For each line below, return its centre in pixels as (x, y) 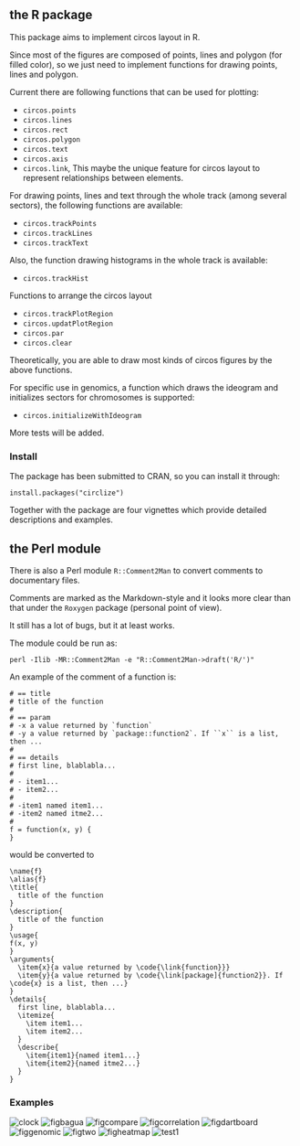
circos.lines (47, 120)
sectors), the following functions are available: (96, 205)
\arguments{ (32, 959)
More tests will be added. (57, 433)
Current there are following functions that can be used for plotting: (134, 91)
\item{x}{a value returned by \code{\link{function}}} (124, 967)
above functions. (41, 370)
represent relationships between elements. (103, 177)
